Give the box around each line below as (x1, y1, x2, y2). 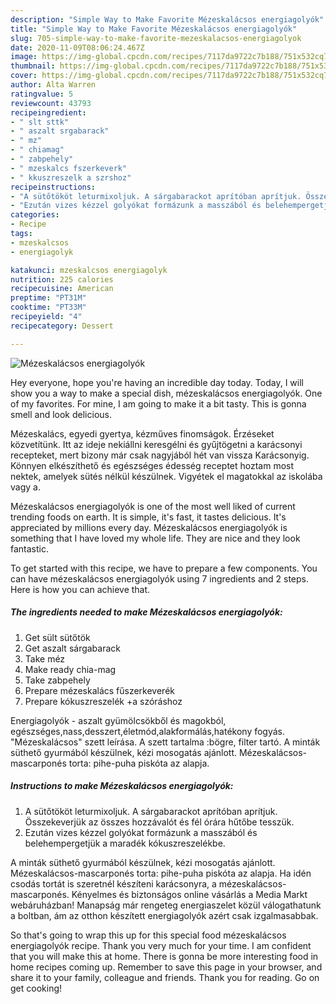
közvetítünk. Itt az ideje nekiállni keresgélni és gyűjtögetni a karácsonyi (10, 438, 303, 450)
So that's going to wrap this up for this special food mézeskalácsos (10, 929, 287, 941)
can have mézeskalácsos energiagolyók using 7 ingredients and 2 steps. (10, 572, 309, 585)
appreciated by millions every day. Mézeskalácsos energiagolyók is (10, 521, 288, 533)
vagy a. (10, 481, 41, 493)
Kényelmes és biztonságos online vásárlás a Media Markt (71, 888, 308, 900)
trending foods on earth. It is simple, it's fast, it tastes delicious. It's (10, 511, 287, 523)
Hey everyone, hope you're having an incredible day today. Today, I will (10, 376, 304, 388)
